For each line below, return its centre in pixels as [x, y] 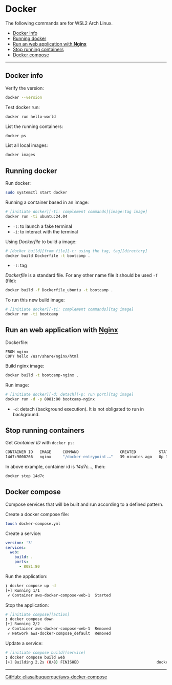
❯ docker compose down [29, 619]
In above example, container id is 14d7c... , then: [56, 467]
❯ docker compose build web [35, 657]
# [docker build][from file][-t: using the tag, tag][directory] [76, 251]
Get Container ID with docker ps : [40, 443]
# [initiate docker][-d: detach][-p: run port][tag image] [70, 394]
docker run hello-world [31, 116]
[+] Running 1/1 [23, 590]
